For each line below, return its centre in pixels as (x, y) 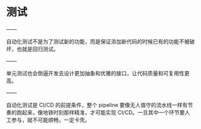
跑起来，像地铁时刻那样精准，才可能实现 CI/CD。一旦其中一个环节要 (101, 112)
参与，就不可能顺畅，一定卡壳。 (51, 119)
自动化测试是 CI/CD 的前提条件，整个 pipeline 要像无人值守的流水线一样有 (97, 105)
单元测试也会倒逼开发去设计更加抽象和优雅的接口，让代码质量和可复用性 (95, 73)
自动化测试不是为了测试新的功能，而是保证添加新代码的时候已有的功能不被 (98, 41)
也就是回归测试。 (37, 49)
